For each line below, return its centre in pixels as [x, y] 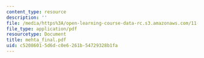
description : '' [27, 18]
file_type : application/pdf [42, 29]
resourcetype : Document [36, 34]
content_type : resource [36, 12]
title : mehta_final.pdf [36, 40]
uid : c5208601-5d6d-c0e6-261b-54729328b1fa [62, 46]
